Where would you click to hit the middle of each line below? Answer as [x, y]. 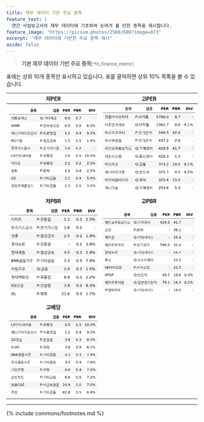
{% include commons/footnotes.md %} [55, 414]
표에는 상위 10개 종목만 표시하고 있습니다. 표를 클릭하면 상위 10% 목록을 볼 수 [98, 76]
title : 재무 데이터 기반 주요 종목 [44, 13]
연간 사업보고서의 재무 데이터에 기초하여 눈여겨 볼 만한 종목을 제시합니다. [92, 25]
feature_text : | [27, 19]
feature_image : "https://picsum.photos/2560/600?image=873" [84, 32]
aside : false [23, 45]
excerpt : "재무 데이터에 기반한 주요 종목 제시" [59, 39]
